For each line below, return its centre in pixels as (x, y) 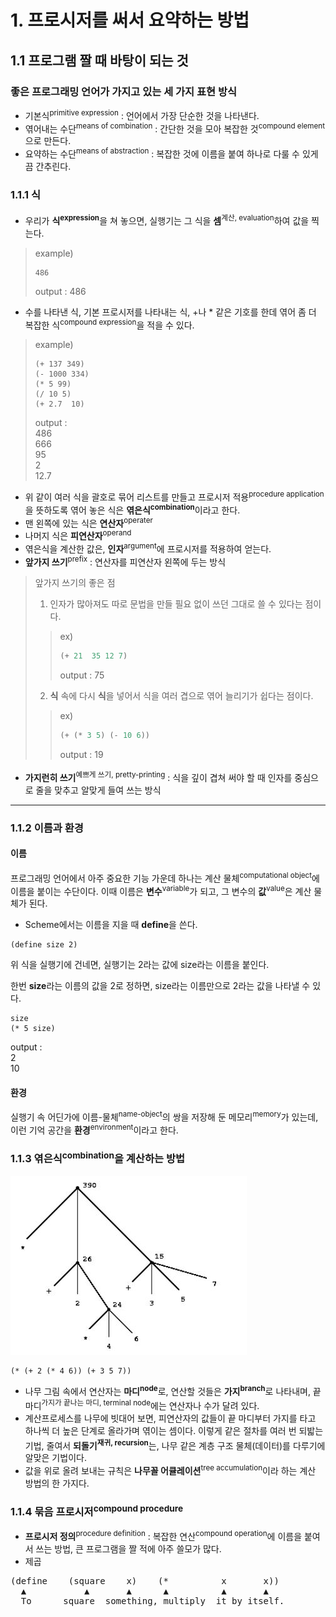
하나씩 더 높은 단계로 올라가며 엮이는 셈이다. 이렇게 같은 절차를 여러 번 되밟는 (174, 1430)
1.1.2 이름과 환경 (47, 828)
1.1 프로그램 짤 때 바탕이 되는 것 (99, 60)
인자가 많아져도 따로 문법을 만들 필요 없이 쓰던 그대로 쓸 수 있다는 (176, 604)
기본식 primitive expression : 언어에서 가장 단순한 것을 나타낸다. (142, 114)
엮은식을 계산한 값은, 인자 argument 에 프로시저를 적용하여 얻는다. (148, 548)
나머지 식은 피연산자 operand (78, 535)
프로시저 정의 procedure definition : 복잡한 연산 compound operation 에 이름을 (163, 1535)
